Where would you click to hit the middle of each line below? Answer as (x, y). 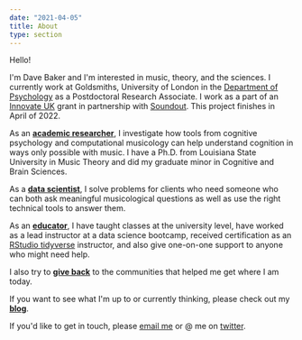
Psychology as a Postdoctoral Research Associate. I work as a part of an (144, 96)
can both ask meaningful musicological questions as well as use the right (145, 198)
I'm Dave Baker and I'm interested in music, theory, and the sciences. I (140, 78)
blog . (19, 308)
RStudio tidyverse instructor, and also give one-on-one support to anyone (146, 245)
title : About (34, 26)
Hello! (20, 60)
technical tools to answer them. (68, 208)
